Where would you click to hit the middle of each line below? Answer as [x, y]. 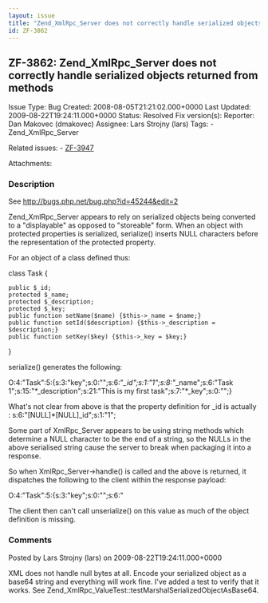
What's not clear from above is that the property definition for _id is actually [132, 407]
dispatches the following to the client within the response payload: [117, 480]
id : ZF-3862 [28, 30]
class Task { [28, 273]
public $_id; [30, 288]
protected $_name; [39, 295]
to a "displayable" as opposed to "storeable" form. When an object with [126, 225]
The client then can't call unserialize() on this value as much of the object [129, 511]
